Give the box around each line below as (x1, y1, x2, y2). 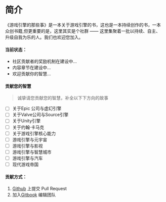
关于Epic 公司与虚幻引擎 (12, 105, 62, 111)
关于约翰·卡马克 (12, 124, 44, 130)
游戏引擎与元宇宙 (12, 137, 47, 143)
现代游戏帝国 (12, 161, 39, 167)
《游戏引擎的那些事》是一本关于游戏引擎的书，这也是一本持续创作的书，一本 (5, 22, 161, 28)
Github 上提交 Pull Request (12, 186, 67, 192)
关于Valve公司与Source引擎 (12, 112, 69, 118)
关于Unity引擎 (12, 118, 41, 124)
